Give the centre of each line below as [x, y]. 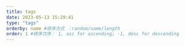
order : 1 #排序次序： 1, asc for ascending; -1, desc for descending [93, 34]
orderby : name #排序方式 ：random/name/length [63, 28]
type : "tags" [23, 23]
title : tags [21, 12]
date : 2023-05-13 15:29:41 [40, 17]
